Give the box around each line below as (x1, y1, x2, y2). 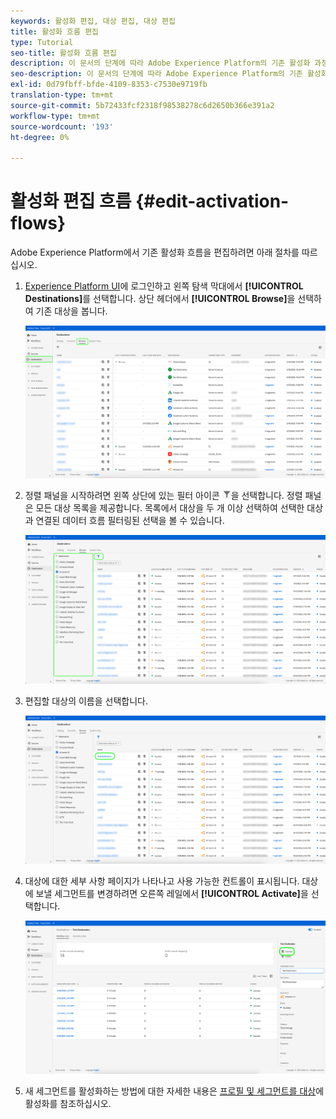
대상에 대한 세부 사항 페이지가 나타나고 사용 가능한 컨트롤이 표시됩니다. (24, 875, 300, 887)
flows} (10, 212, 67, 235)
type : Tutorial (10, 37, 74, 47)
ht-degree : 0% (10, 132, 70, 142)
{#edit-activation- (135, 190, 290, 213)
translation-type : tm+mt (10, 90, 114, 100)
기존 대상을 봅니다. (35, 305, 108, 317)
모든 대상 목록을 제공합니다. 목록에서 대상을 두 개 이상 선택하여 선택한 (35, 502, 305, 514)
